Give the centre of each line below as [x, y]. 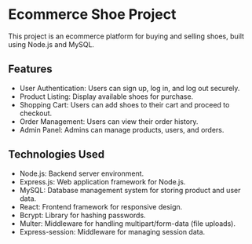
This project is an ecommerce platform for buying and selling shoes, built [126, 36]
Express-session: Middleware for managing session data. [112, 231]
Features [30, 69]
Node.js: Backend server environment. [82, 173]
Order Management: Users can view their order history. [109, 121]
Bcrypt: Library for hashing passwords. [83, 215]
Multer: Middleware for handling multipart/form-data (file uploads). [127, 223]
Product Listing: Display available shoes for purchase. [106, 97]
